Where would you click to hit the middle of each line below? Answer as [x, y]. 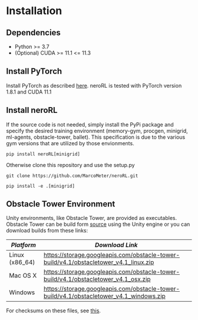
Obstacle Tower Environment [61, 204]
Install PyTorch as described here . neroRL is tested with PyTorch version [94, 85]
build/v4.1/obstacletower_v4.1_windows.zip [105, 296]
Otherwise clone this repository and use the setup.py [70, 165]
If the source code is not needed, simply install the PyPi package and [90, 124]
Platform [24, 245]
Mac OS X [23, 276]
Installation [34, 11]
